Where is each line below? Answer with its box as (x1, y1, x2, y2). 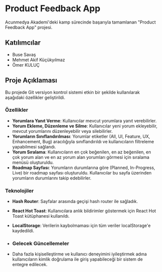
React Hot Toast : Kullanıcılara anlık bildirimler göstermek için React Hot (12, 208, 156, 214)
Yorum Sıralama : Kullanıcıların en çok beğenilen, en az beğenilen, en (12, 149, 151, 155)
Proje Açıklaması (5, 76, 57, 85)
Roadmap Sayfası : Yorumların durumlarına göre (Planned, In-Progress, (12, 165, 156, 171)
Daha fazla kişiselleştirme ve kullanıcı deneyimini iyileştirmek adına (12, 251, 147, 257)
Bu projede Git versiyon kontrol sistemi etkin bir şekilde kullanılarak (5, 89, 140, 95)
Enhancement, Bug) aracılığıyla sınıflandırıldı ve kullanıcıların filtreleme (12, 138, 154, 145)
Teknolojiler (5, 187, 34, 194)
